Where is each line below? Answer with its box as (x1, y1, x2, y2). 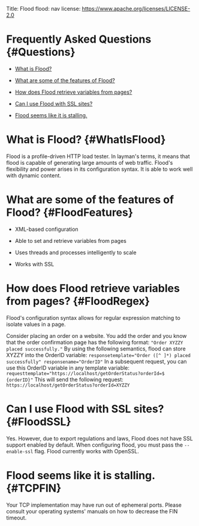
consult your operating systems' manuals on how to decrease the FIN (6, 507, 178, 515)
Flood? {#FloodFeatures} (6, 206, 134, 219)
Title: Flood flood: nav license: (6, 5, 81, 12)
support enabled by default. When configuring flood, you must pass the (6, 441, 183, 448)
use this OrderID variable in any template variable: (6, 364, 130, 372)
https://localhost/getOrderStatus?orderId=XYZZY (6, 382, 130, 388)
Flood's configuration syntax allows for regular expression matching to (6, 314, 181, 321)
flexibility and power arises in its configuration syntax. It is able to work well (6, 165, 193, 173)
